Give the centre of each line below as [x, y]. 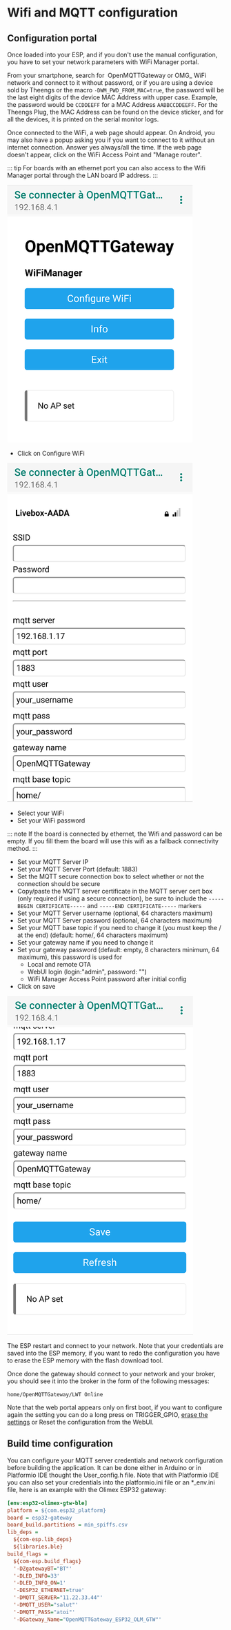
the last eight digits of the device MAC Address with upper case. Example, [113, 97]
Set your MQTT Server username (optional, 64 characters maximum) [115, 913]
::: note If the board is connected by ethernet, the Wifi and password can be [115, 834]
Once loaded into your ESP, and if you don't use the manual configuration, [112, 54]
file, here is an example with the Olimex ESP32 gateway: [87, 1489]
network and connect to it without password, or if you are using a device [110, 83]
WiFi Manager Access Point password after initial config [107, 979]
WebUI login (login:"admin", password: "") [87, 972]
